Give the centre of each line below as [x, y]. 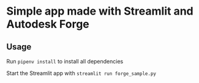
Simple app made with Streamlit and [100, 11]
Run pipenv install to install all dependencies [65, 61]
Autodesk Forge [48, 24]
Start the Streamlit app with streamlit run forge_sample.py [81, 73]
